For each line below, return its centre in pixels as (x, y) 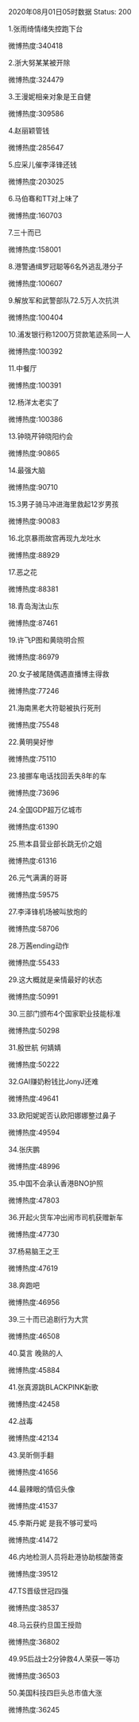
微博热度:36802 (34, 1642)
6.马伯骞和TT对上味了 (44, 199)
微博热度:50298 (34, 1030)
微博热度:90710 (33, 487)
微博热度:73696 (34, 793)
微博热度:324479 (36, 80)
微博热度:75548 (34, 725)
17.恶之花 (23, 572)
